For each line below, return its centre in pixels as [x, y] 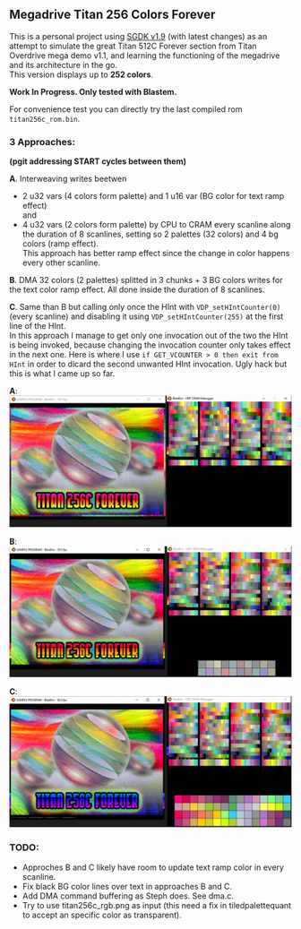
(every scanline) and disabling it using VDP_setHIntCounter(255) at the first [146, 316]
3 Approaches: [43, 142]
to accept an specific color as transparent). [102, 915]
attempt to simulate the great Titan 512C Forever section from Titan [133, 46]
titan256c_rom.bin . [45, 118]
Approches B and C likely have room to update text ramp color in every [153, 867]
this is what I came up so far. [62, 374]
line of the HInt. [38, 326]
